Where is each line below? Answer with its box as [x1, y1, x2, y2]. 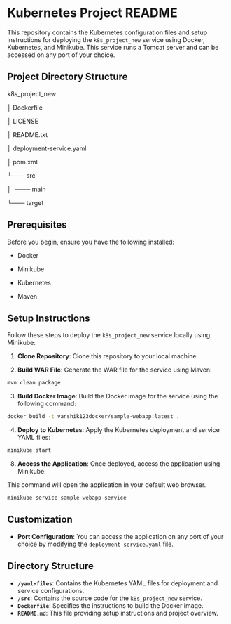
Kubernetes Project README [7, 5, 178, 21]
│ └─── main [7, 185, 47, 193]
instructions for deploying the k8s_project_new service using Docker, [7, 35, 205, 44]
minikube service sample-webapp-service [7, 494, 127, 501]
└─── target [7, 198, 44, 207]
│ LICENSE [7, 117, 38, 125]
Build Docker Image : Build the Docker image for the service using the [17, 392, 218, 401]
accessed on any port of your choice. [7, 51, 115, 59]
